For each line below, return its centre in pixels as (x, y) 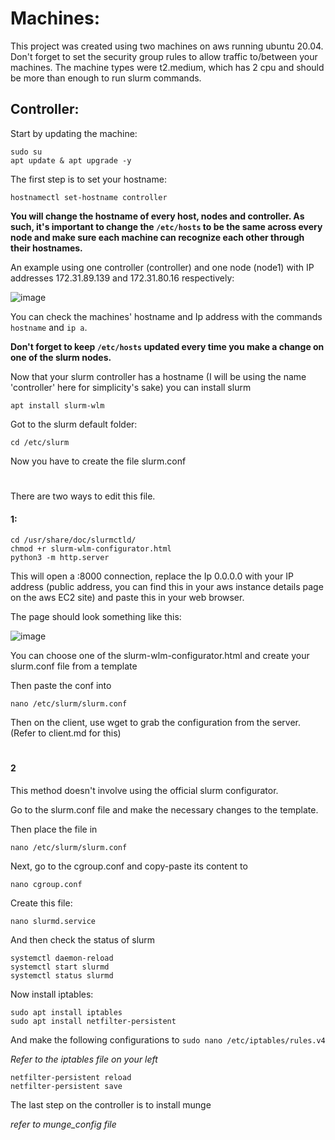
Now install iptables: (52, 994)
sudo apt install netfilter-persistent (93, 1021)
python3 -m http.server (60, 558)
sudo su (26, 152)
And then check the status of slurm (83, 939)
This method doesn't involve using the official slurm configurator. (144, 790)
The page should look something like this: (96, 617)
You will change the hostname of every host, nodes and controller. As (157, 216)
